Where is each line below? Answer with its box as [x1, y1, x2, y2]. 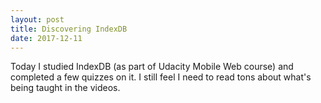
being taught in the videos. [10, 82, 121, 94]
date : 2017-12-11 [10, 33, 83, 43]
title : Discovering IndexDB [10, 24, 128, 34]
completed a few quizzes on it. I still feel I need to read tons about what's [10, 71, 312, 83]
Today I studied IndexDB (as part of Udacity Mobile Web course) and [10, 61, 294, 73]
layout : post [10, 14, 65, 25]
